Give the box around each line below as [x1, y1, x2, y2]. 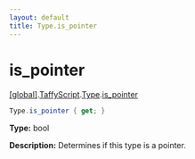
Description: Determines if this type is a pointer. [9, 140, 187, 151]
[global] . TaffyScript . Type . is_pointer [9, 89, 138, 100]
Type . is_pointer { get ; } [9, 106, 105, 116]
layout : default [9, 13, 69, 22]
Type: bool [9, 122, 50, 134]
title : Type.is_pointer [9, 21, 98, 30]
